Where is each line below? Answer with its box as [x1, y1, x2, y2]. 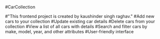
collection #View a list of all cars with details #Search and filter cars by [5, 24, 147, 29]
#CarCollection [5, 4, 36, 10]
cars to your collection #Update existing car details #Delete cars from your [5, 19, 155, 24]
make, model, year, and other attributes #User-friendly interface [5, 29, 134, 34]
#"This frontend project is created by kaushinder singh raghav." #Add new [5, 13, 155, 19]
